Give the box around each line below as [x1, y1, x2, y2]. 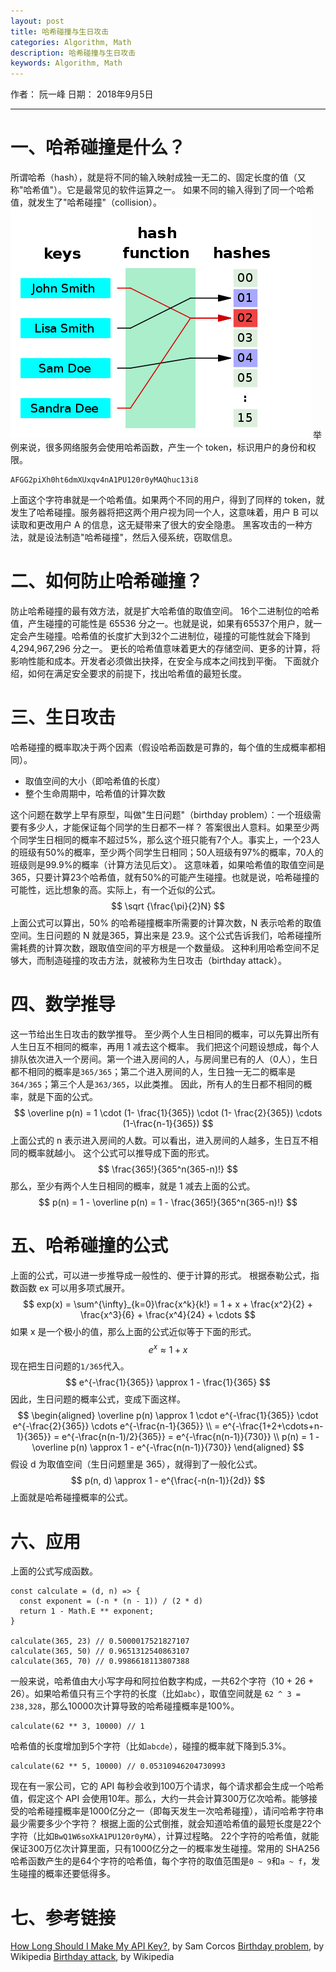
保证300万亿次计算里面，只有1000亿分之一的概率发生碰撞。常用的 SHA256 [10, 1843, 321, 1855]
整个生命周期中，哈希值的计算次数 [24, 787, 166, 799]
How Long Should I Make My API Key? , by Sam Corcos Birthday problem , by [10, 1940, 325, 1952]
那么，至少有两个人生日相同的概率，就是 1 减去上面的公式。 [10, 1180, 256, 1192]
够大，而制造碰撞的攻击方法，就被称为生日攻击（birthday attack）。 [10, 954, 287, 966]
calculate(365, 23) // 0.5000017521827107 [10, 1636, 190, 1647]
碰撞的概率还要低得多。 [18, 1868, 116, 1880]
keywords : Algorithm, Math [10, 58, 123, 69]
